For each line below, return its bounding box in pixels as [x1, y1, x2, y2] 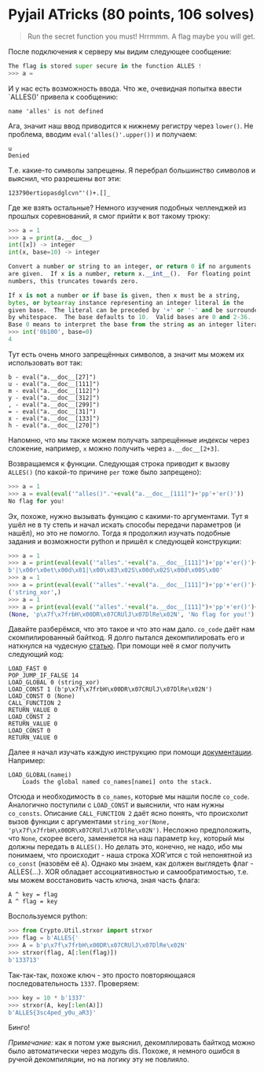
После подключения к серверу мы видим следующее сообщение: [8, 46, 232, 56]
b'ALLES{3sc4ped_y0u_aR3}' [8, 1008, 97, 1017]
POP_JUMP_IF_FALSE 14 [8, 672, 79, 680]
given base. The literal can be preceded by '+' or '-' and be [8, 306, 223, 314]
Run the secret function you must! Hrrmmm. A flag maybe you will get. [27, 32, 255, 41]
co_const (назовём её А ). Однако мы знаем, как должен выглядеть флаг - [8, 859, 254, 868]
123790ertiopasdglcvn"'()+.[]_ [8, 189, 111, 197]
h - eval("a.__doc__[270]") [8, 421, 101, 429]
